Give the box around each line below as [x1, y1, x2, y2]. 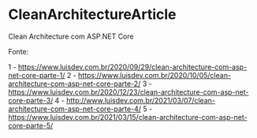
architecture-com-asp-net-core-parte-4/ [8, 104, 142, 114]
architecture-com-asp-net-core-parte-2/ [8, 79, 141, 88]
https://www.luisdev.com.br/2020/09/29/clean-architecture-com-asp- [18, 62, 248, 72]
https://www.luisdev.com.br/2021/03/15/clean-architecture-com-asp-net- [8, 112, 248, 121]
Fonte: [8, 47, 29, 56]
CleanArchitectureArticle [8, 6, 177, 24]
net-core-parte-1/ [8, 70, 65, 80]
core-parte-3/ [8, 95, 54, 105]
